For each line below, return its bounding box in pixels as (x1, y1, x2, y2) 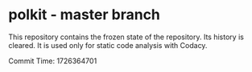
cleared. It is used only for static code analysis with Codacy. (8, 40, 208, 50)
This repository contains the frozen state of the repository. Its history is (8, 32, 244, 42)
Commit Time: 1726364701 (8, 56, 97, 66)
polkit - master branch (8, 6, 161, 24)
